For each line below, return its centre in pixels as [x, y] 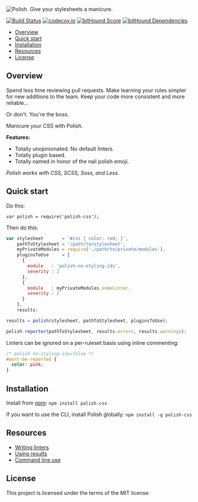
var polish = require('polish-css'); [53, 216]
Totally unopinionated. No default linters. [64, 149]
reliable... [17, 103]
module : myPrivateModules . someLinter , [79, 288]
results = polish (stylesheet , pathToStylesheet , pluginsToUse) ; [87, 321]
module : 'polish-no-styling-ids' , [74, 266]
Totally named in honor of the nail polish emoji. [72, 161]
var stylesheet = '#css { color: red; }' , [67, 238]
